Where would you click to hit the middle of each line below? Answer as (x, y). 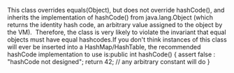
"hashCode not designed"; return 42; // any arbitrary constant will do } (109, 62)
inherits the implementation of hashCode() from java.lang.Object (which (110, 17)
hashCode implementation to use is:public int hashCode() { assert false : (111, 54)
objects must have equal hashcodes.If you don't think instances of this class (117, 40)
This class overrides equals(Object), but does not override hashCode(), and (116, 10)
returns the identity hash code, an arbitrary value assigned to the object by (115, 25)
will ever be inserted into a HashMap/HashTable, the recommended (104, 47)
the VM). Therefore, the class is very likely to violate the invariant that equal (117, 32)
